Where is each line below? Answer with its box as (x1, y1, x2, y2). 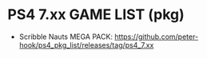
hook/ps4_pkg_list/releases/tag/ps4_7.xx (18, 40, 154, 49)
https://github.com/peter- (114, 32, 199, 41)
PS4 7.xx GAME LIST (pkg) (7, 6, 185, 24)
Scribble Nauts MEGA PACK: (18, 32, 113, 41)
